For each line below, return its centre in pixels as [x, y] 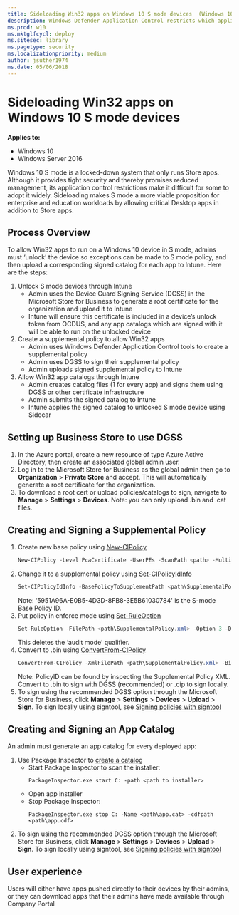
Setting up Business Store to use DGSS [95, 437]
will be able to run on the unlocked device [90, 331]
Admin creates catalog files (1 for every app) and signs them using [125, 385]
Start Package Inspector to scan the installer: [94, 767]
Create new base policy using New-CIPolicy [82, 547]
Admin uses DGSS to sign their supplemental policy [103, 362]
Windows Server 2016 [50, 158]
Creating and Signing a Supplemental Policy [107, 530]
